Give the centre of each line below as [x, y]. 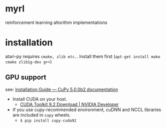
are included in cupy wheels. [42, 115]
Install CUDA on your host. [40, 99]
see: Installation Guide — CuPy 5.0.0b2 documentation [62, 89]
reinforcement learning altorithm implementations [56, 22]
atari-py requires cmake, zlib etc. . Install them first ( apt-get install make [83, 56]
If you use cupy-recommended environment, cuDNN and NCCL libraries [87, 110]
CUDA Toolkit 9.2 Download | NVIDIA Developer [69, 104]
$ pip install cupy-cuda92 [48, 121]
